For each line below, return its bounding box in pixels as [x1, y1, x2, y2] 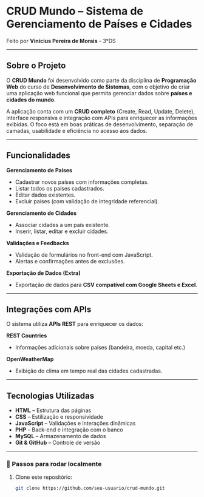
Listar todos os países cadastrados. [15, 184, 104, 192]
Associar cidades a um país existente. [15, 221, 110, 228]
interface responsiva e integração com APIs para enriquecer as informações [6, 114, 197, 121]
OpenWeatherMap [6, 356, 54, 363]
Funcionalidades [6, 150, 71, 161]
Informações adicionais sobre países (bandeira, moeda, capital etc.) [15, 344, 186, 351]
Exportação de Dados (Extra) [6, 269, 81, 277]
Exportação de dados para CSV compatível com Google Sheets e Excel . [15, 281, 197, 288]
